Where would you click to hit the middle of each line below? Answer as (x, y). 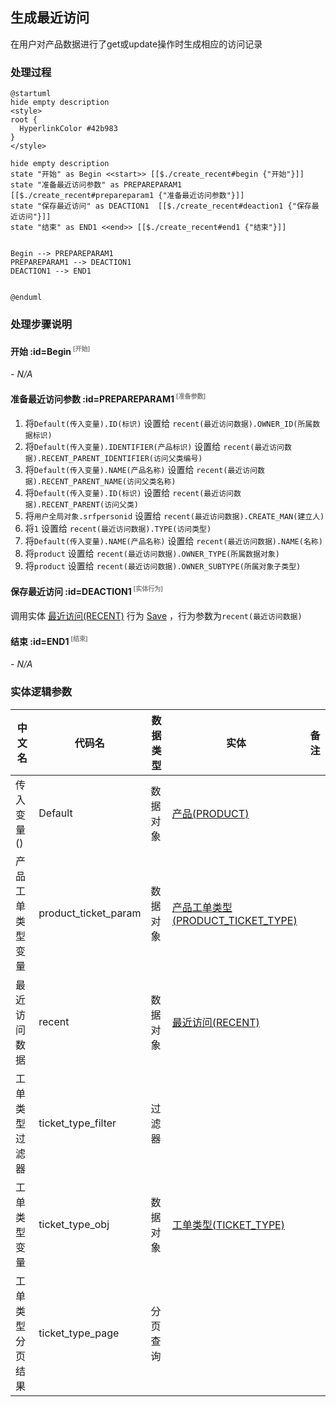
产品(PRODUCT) (210, 813)
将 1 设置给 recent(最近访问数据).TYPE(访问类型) (118, 528)
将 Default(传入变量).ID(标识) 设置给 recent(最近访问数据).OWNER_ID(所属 (168, 423)
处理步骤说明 (41, 325)
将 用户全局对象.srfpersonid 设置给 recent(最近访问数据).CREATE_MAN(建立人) (174, 515)
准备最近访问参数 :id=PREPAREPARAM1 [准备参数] (108, 398)
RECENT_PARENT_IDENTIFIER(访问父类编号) (122, 458)
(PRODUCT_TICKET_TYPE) (234, 920)
